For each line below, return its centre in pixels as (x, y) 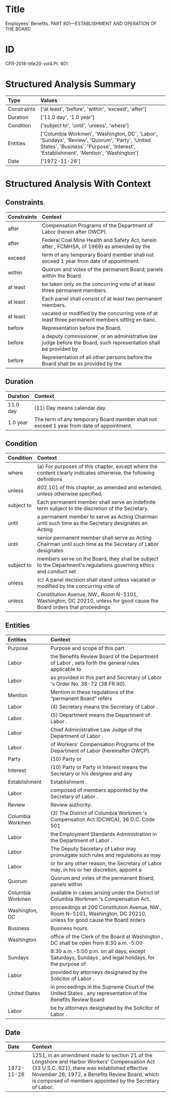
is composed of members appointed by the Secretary (96, 1081)
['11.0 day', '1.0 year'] (68, 117)
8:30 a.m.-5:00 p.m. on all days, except (98, 951)
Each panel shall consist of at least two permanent (102, 298)
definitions (50, 479)
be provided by (60, 349)
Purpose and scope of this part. (88, 648)
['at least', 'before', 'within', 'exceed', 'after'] (93, 109)
